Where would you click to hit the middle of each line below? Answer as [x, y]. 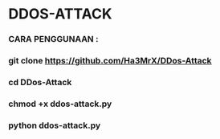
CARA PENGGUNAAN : [53, 39]
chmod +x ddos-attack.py [60, 104]
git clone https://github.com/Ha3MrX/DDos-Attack [110, 61]
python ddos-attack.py [55, 125]
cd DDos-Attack [40, 82]
